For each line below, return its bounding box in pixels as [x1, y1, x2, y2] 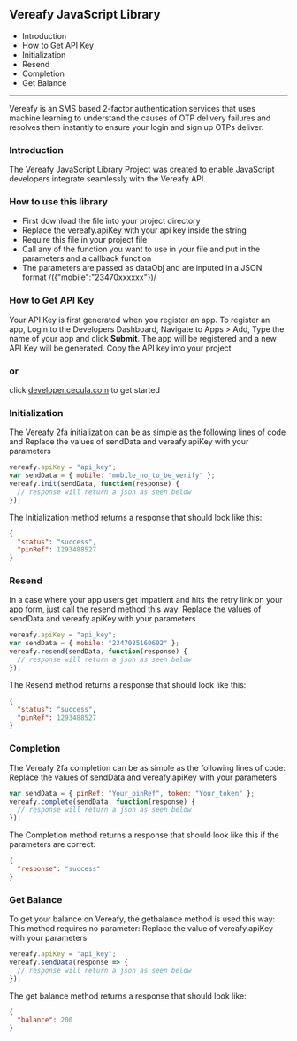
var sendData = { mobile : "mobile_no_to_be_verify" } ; [9, 471, 216, 481]
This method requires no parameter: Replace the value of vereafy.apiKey [9, 923, 274, 934]
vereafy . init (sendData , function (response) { [9, 480, 179, 489]
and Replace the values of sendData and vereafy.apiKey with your [9, 436, 249, 447]
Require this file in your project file [21, 235, 148, 245]
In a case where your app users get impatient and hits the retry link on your [9, 595, 283, 605]
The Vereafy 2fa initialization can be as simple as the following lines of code [9, 427, 286, 437]
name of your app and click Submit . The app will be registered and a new [9, 333, 277, 343]
